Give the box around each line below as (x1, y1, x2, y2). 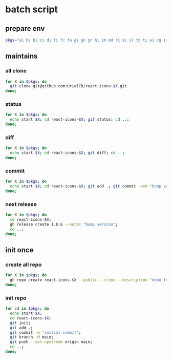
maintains (5, 52, 38, 61)
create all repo (5, 261, 42, 268)
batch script (5, 4, 58, 15)
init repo (5, 294, 27, 301)
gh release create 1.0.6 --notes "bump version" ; (10, 222, 118, 227)
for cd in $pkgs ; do (5, 306, 50, 311)
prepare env (5, 24, 45, 33)
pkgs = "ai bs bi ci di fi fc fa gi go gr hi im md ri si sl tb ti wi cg (5, 37, 161, 43)
